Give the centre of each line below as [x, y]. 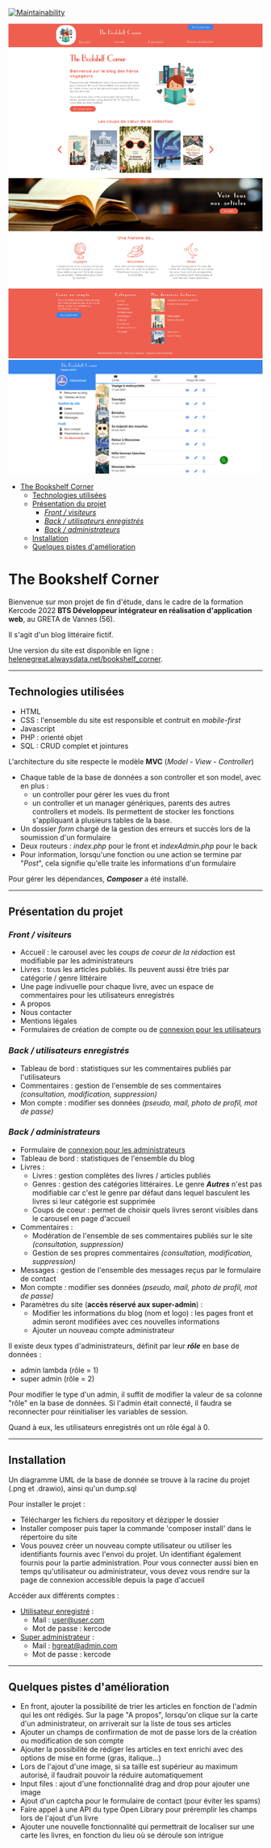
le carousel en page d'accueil [81, 1218]
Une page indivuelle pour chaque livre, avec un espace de [117, 987]
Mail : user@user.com [68, 1620]
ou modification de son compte [72, 1741]
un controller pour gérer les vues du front [101, 794]
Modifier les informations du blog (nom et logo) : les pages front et [143, 1313]
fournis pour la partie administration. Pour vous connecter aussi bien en [139, 1563]
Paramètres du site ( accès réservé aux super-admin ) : [111, 1304]
